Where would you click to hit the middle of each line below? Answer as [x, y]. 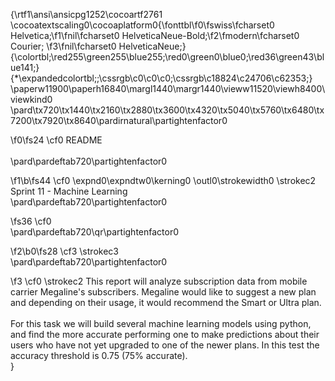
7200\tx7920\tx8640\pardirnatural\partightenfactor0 [119, 120]
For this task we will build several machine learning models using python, [161, 323]
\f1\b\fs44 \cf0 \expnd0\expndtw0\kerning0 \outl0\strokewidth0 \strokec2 [163, 180]
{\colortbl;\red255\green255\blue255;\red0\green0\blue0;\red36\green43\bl [167, 57]
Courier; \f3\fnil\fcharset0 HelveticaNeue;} [98, 46]
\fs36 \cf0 [31, 221]
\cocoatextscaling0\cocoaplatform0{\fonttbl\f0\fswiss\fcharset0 [142, 25]
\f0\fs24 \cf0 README [56, 140]
